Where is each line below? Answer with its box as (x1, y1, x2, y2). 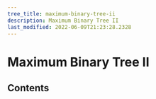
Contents (7, 82, 50, 94)
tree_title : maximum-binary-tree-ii (7, 10, 116, 18)
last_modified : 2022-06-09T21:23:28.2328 (7, 23, 132, 30)
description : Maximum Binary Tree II (7, 17, 119, 24)
